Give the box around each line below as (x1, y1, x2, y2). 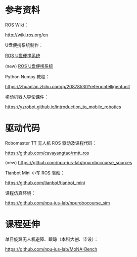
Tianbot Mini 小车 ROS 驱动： (5, 170, 65, 176)
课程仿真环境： (5, 190, 36, 196)
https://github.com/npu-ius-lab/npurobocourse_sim (5, 199, 110, 206)
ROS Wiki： (5, 22, 29, 28)
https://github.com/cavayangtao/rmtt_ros (5, 150, 90, 156)
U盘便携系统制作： (5, 42, 44, 48)
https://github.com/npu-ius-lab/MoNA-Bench (5, 246, 97, 252)
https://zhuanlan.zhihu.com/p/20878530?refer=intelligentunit (5, 83, 130, 89)
